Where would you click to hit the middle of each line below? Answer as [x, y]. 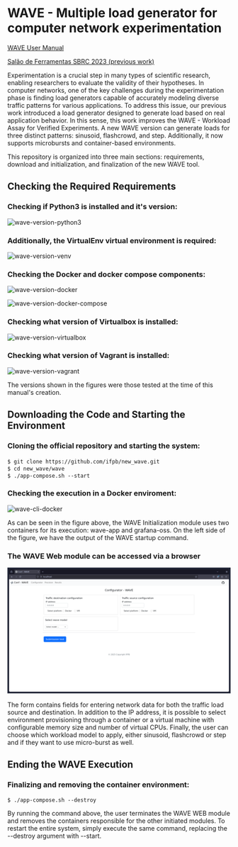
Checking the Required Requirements [92, 187]
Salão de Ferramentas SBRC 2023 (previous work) [81, 61]
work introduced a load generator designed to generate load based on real [116, 113]
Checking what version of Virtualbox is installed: [93, 322]
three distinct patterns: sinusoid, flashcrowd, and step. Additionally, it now [115, 135]
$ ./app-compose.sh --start [49, 476]
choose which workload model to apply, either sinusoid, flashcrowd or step [117, 734]
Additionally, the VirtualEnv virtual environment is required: [112, 240]
